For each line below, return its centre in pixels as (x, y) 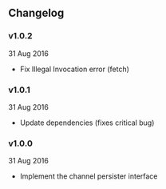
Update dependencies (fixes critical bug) (87, 123)
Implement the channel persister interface (89, 176)
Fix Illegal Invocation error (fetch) (75, 69)
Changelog (36, 13)
